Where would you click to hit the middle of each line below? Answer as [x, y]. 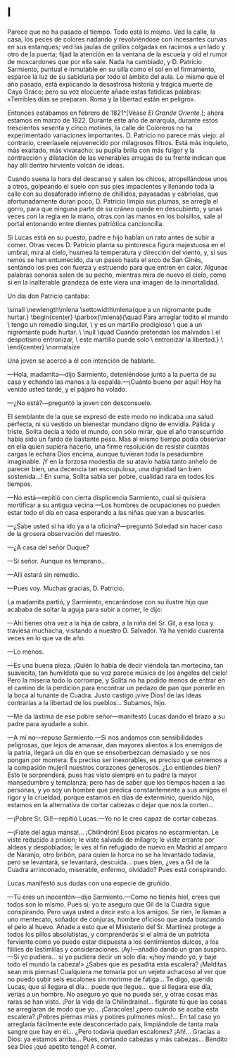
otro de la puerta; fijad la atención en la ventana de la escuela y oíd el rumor [117, 54]
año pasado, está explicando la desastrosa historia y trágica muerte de [110, 84]
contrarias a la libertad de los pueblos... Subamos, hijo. [87, 702]
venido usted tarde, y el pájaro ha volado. [68, 389]
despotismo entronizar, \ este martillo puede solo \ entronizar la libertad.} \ [115, 340]
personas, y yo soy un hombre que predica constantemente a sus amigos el [117, 790]
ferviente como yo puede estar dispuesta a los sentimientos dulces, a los [113, 942]
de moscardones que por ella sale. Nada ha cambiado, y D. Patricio [105, 61]
